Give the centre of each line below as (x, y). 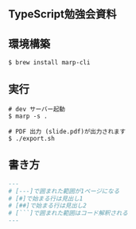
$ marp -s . (28, 116)
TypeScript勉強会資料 (62, 14)
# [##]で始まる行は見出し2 (48, 206)
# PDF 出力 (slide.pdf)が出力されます (67, 132)
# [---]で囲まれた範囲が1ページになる (64, 191)
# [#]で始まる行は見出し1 (46, 198)
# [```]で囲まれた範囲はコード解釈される (68, 213)
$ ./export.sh (32, 139)
